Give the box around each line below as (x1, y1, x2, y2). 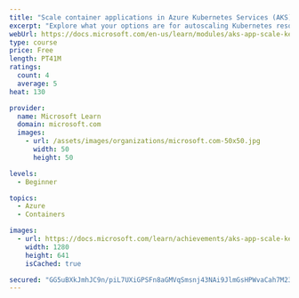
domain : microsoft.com (17, 120, 101, 129)
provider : (9, 103, 46, 112)
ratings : (9, 63, 42, 72)
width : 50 (32, 145, 69, 154)
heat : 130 (9, 87, 46, 96)
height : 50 (32, 153, 74, 162)
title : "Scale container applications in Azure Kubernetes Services (9, 12, 269, 22)
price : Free (9, 46, 53, 55)
